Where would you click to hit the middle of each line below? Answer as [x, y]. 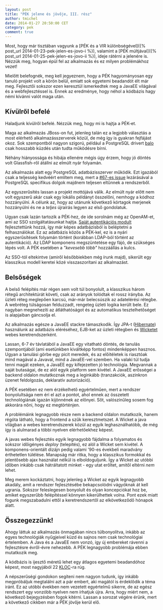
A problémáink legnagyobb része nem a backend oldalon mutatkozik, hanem [81, 414]
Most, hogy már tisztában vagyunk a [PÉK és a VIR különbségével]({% [75, 46]
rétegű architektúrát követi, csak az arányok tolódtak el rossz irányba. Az [78, 294]
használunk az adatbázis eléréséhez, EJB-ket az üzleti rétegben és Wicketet [81, 329]
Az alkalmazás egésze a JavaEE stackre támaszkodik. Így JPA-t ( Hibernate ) [81, 324]
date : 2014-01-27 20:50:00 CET [37, 23]
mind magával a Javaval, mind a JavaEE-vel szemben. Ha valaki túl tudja [77, 359]
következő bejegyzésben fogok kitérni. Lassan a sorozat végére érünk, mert [81, 597]
